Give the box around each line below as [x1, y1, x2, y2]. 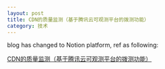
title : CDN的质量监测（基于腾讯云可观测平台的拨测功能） [7, 16, 150, 23]
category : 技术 [7, 22, 48, 29]
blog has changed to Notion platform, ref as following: [7, 41, 159, 49]
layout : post [7, 9, 44, 17]
